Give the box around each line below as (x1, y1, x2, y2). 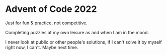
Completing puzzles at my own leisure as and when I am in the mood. (5, 29, 149, 35)
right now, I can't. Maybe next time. (5, 44, 78, 50)
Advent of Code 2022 (5, 3, 97, 15)
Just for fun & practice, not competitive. (5, 20, 88, 26)
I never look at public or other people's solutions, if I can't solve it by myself (5, 39, 162, 45)
